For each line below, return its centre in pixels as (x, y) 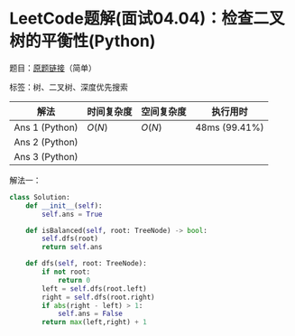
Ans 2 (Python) (46, 142)
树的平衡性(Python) (83, 41)
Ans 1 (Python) (46, 127)
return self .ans (72, 247)
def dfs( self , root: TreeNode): (86, 264)
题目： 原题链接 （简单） (53, 68)
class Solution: (40, 197)
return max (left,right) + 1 (94, 322)
